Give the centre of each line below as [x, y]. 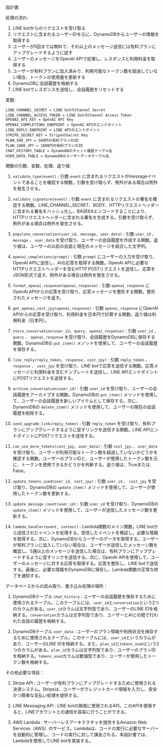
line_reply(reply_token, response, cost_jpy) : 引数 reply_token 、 [81, 360]
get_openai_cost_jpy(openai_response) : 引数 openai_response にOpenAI [85, 308]
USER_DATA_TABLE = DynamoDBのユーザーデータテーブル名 [57, 156]
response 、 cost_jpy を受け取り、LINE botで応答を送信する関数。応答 [83, 366]
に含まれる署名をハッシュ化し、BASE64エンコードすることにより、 [81, 211]
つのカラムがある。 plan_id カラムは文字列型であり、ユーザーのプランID [84, 650]
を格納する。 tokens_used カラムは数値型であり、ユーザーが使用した [80, 656]
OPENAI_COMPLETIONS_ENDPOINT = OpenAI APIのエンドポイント [64, 125]
